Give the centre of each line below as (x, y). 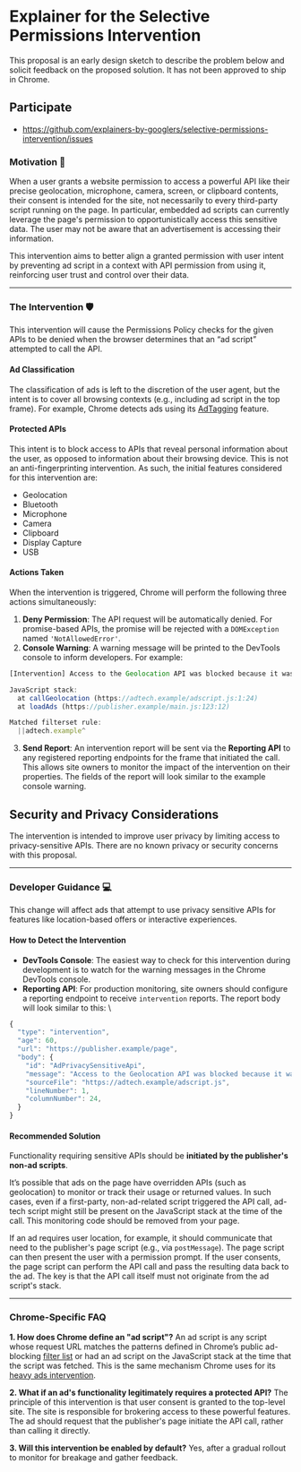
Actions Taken (37, 572)
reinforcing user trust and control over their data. (99, 275)
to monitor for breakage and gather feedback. (94, 1457)
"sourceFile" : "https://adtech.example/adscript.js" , (128, 1082)
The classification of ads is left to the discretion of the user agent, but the (145, 389)
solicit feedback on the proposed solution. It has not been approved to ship (148, 70)
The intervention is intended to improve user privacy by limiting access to (145, 836)
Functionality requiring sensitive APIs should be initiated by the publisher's (149, 1156)
